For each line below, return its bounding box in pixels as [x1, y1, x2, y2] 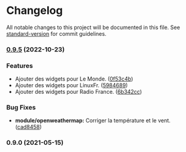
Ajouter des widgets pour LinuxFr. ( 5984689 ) [15, 82, 128, 89]
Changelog [6, 4, 63, 18]
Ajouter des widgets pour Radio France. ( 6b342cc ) [15, 88, 142, 96]
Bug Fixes [6, 104, 36, 112]
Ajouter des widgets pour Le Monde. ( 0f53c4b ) [15, 75, 133, 82]
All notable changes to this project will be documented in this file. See [6, 24, 181, 31]
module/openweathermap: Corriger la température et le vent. [15, 117, 171, 124]
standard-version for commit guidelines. [6, 30, 107, 37]
